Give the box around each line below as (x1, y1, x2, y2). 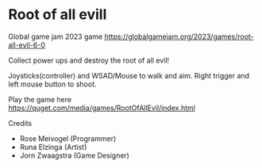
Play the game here (8, 94, 72, 104)
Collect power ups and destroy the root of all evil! (8, 55, 169, 65)
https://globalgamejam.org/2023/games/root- (104, 32, 254, 41)
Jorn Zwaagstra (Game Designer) (19, 151, 129, 160)
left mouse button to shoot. (8, 79, 97, 89)
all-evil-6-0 (8, 40, 46, 49)
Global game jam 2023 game (8, 32, 103, 41)
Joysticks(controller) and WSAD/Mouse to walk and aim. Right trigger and (8, 71, 250, 80)
